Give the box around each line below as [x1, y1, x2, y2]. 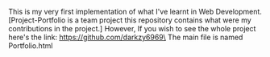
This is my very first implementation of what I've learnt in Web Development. [8, 7, 262, 16]
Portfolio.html [8, 41, 53, 51]
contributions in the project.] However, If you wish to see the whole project [8, 24, 256, 33]
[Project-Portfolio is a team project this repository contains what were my [8, 15, 251, 25]
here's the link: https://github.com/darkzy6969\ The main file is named [8, 32, 243, 42]
